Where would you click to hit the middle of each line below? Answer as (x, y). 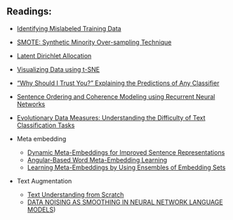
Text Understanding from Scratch (75, 194)
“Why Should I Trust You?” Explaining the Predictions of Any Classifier (118, 83)
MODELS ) (41, 209)
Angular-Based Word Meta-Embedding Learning (97, 160)
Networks (31, 104)
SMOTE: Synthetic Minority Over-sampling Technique (94, 42)
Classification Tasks (46, 125)
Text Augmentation (44, 181)
